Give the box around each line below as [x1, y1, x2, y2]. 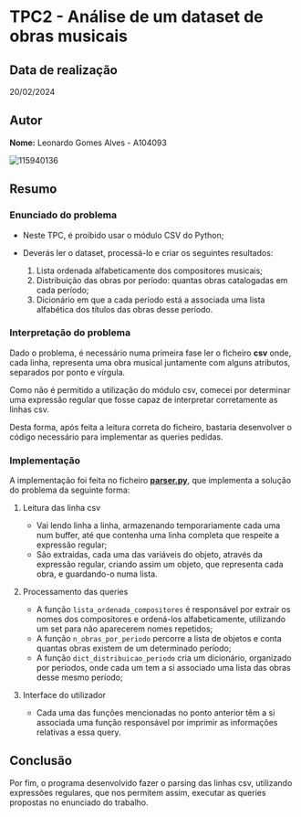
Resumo [9, 181, 57, 197]
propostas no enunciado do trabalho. [9, 797, 149, 808]
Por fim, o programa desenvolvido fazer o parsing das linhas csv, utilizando [9, 777, 293, 788]
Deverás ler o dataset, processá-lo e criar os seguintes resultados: [22, 247, 274, 258]
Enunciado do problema [9, 208, 118, 221]
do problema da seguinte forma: [9, 484, 130, 495]
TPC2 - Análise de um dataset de [9, 6, 265, 27]
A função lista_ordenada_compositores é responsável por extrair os [36, 604, 291, 615]
